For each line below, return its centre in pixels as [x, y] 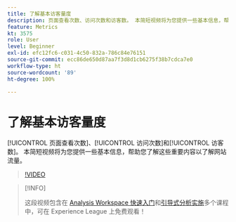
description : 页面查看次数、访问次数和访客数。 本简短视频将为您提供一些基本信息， [116, 20]
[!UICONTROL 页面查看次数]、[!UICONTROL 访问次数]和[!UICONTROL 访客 [116, 143]
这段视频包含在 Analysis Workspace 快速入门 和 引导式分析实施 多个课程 [126, 203]
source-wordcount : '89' [42, 72]
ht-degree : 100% [31, 79]
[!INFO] [35, 188]
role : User [23, 40]
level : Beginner [31, 46]
